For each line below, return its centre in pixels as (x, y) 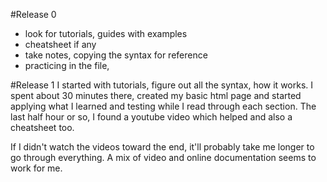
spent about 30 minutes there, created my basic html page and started (156, 95)
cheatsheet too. (42, 127)
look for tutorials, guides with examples (106, 33)
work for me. (36, 168)
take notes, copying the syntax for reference (116, 55)
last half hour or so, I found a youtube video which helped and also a (151, 117)
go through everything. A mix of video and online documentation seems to (163, 157)
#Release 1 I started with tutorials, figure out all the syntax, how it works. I (162, 85)
